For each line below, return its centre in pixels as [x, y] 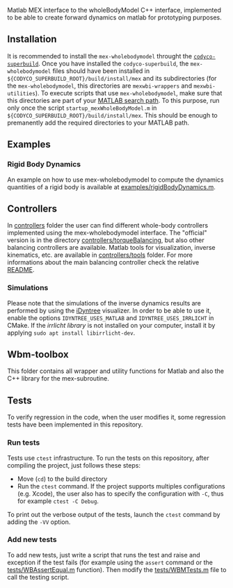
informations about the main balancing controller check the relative [103, 262]
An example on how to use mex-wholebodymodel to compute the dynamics [115, 180]
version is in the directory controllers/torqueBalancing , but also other [106, 240]
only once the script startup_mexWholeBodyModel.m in [82, 108]
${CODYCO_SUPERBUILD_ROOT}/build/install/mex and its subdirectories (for [112, 78]
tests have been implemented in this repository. [75, 424]
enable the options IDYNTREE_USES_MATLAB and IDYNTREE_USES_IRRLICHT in [111, 318]
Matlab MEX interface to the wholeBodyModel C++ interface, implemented [114, 10]
